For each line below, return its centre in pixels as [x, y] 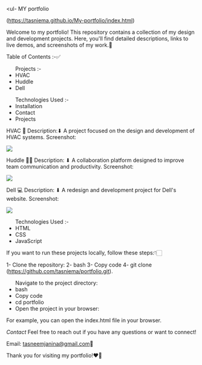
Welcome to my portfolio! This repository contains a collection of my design [100, 32]
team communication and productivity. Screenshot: [70, 166]
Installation [29, 106]
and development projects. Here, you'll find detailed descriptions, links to [97, 38]
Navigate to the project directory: [56, 283]
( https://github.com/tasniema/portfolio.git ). [60, 271]
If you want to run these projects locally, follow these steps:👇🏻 [84, 253]
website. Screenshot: [33, 199]
